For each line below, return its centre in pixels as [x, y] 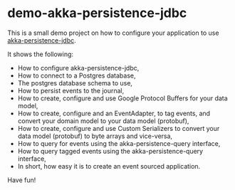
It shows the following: [40, 54]
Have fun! [22, 180]
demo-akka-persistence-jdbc [97, 13]
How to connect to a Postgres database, [77, 75]
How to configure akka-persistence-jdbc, [78, 68]
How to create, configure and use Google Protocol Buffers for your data [122, 98]
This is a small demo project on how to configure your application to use [113, 33]
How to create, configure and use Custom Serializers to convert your [119, 128]
